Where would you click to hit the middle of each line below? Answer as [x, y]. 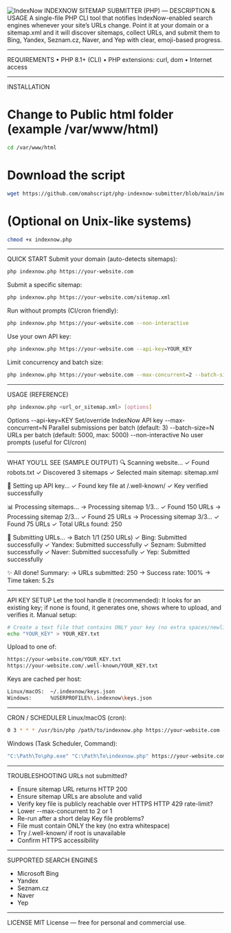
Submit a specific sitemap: [45, 285]
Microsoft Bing [38, 873]
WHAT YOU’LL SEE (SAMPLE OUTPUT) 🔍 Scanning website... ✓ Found [108, 462]
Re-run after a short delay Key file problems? [80, 818]
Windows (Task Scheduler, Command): [63, 743]
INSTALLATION [29, 87]
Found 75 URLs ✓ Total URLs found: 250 [65, 524]
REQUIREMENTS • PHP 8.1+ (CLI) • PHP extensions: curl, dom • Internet [110, 60]
